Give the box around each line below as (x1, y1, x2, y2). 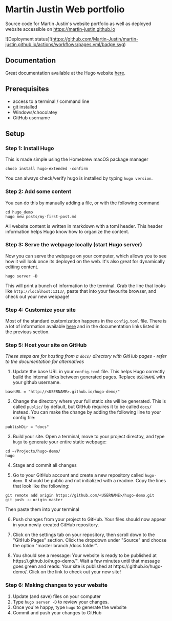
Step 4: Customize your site (5, 306, 76, 313)
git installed (12, 103, 37, 110)
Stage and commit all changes (12, 462, 77, 468)
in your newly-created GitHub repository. (12, 522, 99, 528)
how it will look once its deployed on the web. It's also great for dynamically (5, 258, 165, 264)
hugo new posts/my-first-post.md (5, 214, 77, 219)
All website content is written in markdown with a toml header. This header (5, 223, 163, 229)
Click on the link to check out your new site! (29, 569, 121, 575)
